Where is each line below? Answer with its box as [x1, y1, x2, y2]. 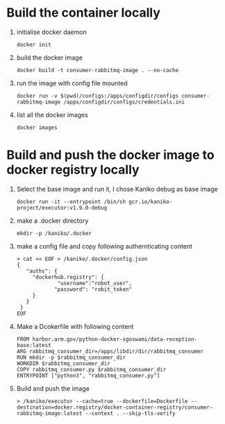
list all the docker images [16, 110, 88, 119]
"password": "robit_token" [53, 286, 133, 293]
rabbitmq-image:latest [16, 409, 83, 417]
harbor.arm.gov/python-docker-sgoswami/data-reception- [32, 335, 198, 343]
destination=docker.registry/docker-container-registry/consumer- [16, 404, 213, 411]
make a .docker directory [16, 217, 89, 225]
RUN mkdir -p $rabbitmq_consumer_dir [16, 354, 126, 361]
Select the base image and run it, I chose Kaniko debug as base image [16, 185, 218, 193]
